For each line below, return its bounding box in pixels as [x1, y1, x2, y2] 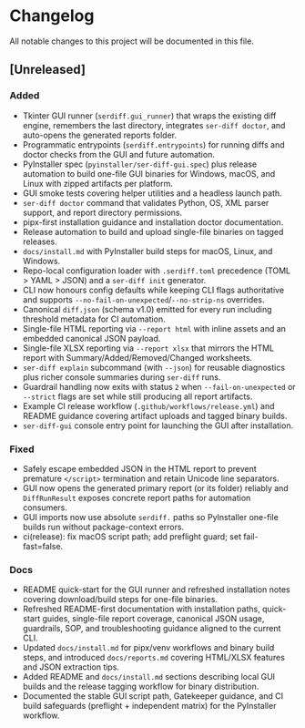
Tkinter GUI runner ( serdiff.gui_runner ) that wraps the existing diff [22, 110, 277, 121]
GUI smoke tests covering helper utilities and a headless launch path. [22, 188, 282, 199]
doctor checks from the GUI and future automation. [22, 149, 216, 159]
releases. [22, 236, 57, 247]
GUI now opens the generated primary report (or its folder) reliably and [22, 482, 289, 493]
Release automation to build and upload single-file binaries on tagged [22, 226, 284, 237]
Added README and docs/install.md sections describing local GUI [22, 672, 276, 682]
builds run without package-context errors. [22, 521, 185, 532]
